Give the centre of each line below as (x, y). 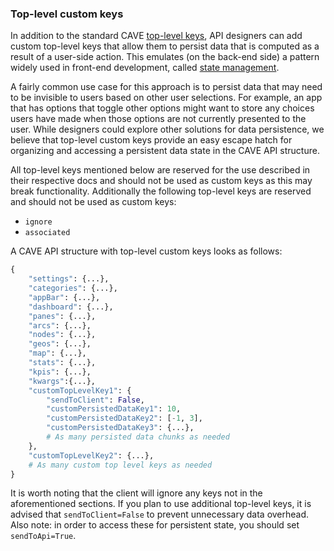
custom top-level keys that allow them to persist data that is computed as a (165, 46)
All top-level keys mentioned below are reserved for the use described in (160, 170)
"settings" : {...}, (69, 279)
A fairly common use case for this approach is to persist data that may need (166, 87)
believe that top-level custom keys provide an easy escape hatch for (151, 140)
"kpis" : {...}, (60, 372)
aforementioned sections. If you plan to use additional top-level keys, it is (161, 504)
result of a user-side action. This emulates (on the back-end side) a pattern (165, 57)
